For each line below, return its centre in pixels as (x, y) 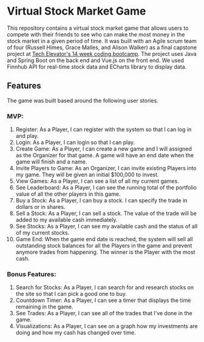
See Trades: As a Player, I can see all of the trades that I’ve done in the (104, 313)
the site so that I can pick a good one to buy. (71, 294)
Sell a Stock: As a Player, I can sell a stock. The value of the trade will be (106, 213)
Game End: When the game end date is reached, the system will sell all (104, 239)
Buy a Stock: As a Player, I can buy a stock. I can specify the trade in (101, 200)
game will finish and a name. (51, 162)
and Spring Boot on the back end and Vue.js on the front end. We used (95, 60)
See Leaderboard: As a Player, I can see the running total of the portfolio (106, 188)
